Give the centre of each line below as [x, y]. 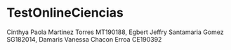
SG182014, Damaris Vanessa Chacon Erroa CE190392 [84, 39]
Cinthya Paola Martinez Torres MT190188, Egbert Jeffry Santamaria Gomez [115, 32]
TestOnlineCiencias [65, 13]
